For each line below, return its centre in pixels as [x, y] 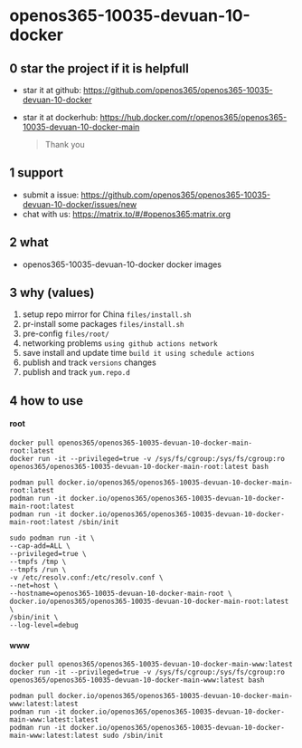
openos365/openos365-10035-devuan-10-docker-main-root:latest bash [139, 467]
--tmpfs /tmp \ [38, 562]
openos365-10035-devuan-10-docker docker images [122, 264]
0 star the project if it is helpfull [99, 68]
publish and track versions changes [89, 362]
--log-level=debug [44, 626]
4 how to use [47, 401]
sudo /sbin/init [133, 736]
